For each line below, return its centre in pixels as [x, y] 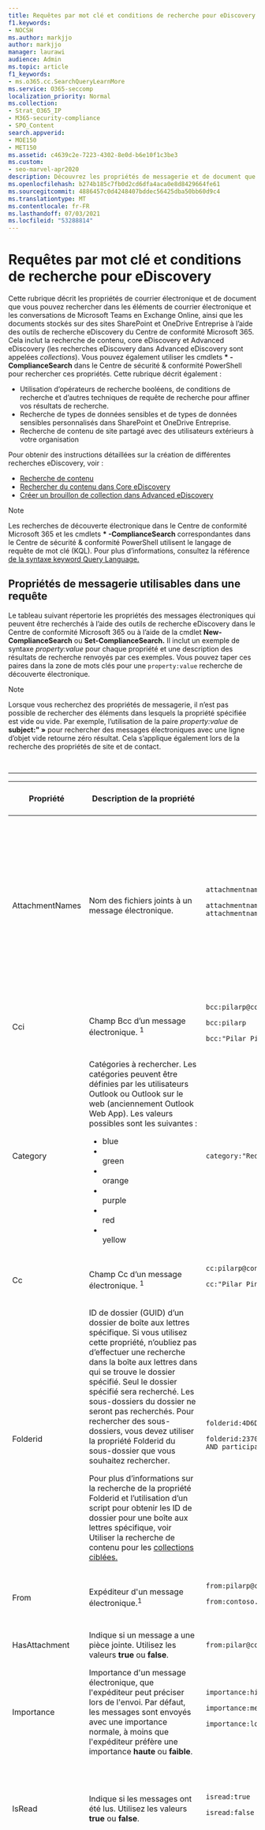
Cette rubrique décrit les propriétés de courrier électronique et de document [132, 299]
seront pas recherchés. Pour [142, 1411]
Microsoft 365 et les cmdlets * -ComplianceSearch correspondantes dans [129, 534]
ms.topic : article [38, 67]
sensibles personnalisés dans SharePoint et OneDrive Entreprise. [125, 423]
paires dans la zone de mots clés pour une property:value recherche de [125, 665]
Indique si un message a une [142, 1635]
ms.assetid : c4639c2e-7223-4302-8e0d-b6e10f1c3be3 [93, 155]
